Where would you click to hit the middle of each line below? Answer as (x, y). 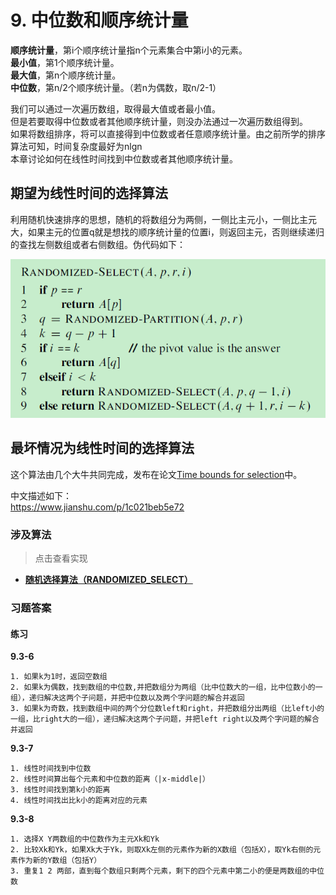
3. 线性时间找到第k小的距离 (60, 790)
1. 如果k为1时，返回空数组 (59, 677)
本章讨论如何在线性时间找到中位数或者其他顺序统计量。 (124, 158)
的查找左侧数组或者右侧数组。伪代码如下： (98, 244)
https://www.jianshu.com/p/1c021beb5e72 (97, 507)
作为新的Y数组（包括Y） (59, 861)
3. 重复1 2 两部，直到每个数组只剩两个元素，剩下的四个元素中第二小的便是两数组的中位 (167, 871)
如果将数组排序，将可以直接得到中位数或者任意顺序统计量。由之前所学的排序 (168, 133)
